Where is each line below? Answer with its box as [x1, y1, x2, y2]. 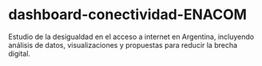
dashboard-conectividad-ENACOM [8, 6, 248, 24]
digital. [8, 49, 30, 58]
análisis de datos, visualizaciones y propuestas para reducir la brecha [8, 40, 238, 49]
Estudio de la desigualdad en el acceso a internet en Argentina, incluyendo [8, 32, 254, 41]
